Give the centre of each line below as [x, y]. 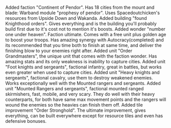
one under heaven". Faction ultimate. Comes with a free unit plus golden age [86, 34]
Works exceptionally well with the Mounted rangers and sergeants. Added [83, 83]
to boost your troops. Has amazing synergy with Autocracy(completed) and [85, 40]
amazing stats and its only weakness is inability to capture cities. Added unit [86, 61]
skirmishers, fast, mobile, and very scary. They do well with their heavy [80, 94]
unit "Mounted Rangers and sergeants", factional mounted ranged [75, 88]
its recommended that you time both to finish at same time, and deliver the [83, 45]
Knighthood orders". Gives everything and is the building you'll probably [81, 23]
